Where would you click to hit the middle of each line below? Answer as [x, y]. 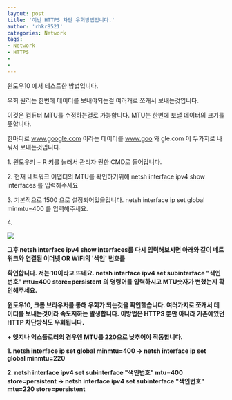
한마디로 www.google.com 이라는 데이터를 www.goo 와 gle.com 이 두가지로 [111, 138]
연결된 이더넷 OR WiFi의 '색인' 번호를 [75, 258]
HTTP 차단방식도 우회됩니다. [46, 322]
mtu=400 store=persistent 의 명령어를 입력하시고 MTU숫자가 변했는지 [120, 282]
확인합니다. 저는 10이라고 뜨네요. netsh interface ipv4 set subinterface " [108, 273]
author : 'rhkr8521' [35, 26]
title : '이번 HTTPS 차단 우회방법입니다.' [61, 20]
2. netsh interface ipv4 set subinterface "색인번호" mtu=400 [95, 372]
